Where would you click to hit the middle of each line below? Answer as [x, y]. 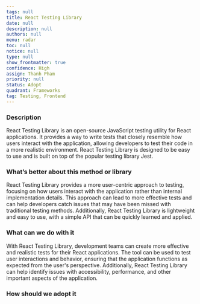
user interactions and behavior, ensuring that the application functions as [97, 259]
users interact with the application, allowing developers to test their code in [99, 143]
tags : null [20, 12]
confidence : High [28, 68]
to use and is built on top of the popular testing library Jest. [80, 156]
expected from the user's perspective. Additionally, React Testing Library [97, 265]
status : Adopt [24, 85]
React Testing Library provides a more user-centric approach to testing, [95, 185]
